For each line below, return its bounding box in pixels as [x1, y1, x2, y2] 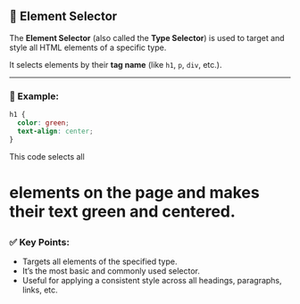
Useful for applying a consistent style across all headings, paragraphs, [21, 275, 283, 286]
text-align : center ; [17, 127, 94, 136]
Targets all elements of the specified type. [21, 256, 178, 267]
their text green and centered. [9, 201, 237, 221]
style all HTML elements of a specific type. [9, 42, 167, 53]
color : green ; [17, 118, 70, 127]
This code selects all [9, 151, 85, 161]
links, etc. [21, 284, 58, 295]
